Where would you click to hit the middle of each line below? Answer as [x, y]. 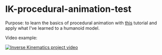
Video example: [21, 38]
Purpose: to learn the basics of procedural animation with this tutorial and [81, 23]
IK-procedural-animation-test [68, 9]
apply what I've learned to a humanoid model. [52, 28]
